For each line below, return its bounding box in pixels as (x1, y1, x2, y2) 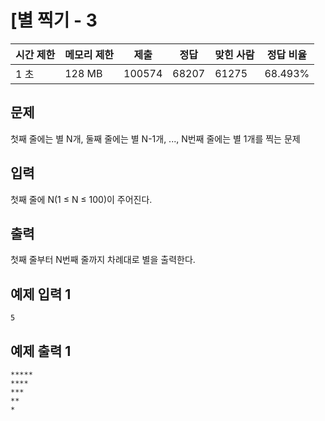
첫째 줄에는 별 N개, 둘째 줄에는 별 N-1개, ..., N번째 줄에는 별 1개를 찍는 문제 (10, 132, 301, 145)
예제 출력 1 (10, 342, 72, 360)
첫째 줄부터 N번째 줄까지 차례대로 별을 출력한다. (10, 254, 196, 266)
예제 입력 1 (10, 286, 72, 303)
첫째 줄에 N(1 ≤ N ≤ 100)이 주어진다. (10, 193, 153, 205)
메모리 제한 (64, 47, 115, 61)
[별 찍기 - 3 (10, 9, 98, 32)
